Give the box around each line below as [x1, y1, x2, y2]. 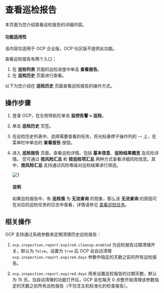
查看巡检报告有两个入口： [5, 56, 57, 62]
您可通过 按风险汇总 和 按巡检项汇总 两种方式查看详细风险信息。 [22, 156, 152, 162]
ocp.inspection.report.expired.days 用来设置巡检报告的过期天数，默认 [12, 270, 157, 276]
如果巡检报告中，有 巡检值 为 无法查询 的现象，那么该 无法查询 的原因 [12, 195, 153, 201]
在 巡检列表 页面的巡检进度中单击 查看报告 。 [12, 67, 102, 73]
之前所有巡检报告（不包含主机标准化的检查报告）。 [29, 283, 131, 289]
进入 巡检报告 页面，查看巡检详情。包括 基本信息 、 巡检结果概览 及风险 [12, 150, 155, 156]
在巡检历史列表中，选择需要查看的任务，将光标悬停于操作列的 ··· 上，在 [12, 133, 157, 139]
